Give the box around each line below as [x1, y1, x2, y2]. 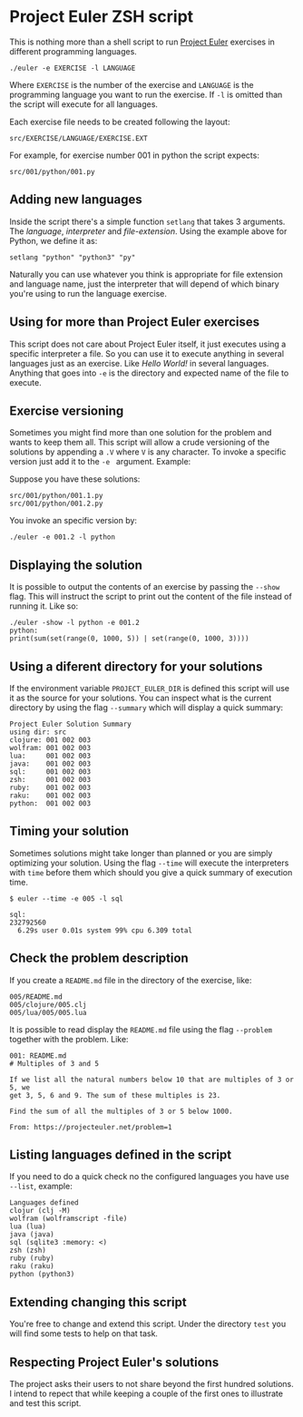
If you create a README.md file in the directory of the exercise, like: [9, 974, 252, 985]
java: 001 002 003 [9, 759, 92, 768]
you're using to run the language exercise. [9, 288, 168, 298]
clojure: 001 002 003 [9, 736, 92, 745]
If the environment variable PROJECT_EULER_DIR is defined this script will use [9, 683, 290, 693]
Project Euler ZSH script [9, 6, 194, 27]
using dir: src [9, 728, 67, 737]
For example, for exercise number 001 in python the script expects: [9, 150, 260, 161]
